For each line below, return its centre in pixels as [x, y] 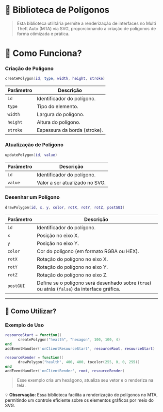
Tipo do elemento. [57, 106]
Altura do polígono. [58, 122]
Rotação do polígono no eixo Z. [72, 275]
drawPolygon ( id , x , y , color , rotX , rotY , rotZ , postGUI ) [65, 207]
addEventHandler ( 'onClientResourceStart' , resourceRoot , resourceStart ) [80, 349]
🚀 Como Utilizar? [31, 311]
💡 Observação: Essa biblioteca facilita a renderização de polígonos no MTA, [81, 395]
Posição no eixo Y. [58, 243]
